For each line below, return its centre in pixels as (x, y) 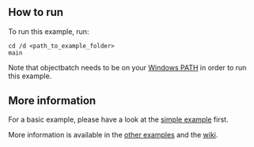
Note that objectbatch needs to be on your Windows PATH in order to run (127, 67)
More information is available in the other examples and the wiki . (113, 135)
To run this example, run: (49, 31)
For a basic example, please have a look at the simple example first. (118, 119)
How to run (36, 12)
